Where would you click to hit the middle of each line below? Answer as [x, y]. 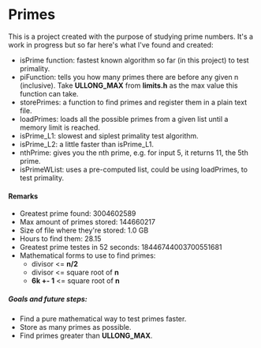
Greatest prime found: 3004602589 [78, 214]
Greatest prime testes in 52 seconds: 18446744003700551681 [121, 248]
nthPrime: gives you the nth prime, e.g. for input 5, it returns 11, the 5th [134, 153]
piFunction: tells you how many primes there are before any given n [129, 77]
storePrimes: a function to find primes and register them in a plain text [133, 102]
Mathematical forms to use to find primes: [88, 255]
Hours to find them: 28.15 [60, 239]
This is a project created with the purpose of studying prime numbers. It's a [131, 36]
